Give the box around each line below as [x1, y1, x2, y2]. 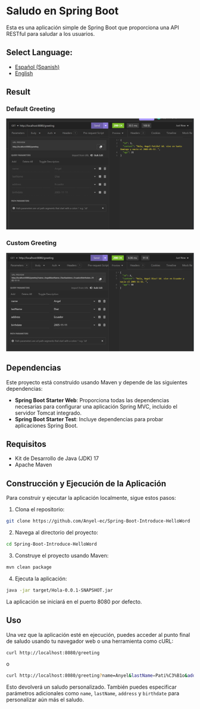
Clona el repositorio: [14, 506, 65, 513]
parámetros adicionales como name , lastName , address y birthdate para [6, 690, 180, 697]
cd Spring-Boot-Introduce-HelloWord [6, 541, 97, 548]
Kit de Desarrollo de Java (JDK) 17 [14, 455, 99, 462]
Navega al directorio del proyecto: [14, 529, 98, 536]
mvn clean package [6, 564, 52, 570]
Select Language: [6, 48, 73, 58]
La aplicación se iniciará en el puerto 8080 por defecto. [6, 598, 142, 605]
